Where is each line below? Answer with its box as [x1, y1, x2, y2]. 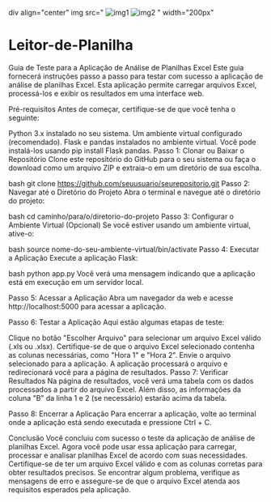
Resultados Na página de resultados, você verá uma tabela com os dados [8, 376, 254, 385]
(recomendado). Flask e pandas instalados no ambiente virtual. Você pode [8, 137, 256, 147]
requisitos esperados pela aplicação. [8, 484, 131, 494]
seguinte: [8, 113, 40, 122]
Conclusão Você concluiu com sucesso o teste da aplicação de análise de [8, 433, 256, 443]
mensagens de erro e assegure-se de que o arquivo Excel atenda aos [8, 476, 240, 486]
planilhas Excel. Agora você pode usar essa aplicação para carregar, [8, 441, 237, 451]
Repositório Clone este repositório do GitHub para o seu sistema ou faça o [8, 154, 256, 164]
